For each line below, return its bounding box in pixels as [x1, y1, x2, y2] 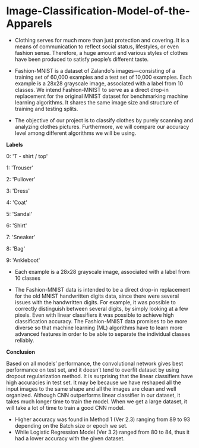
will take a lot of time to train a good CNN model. [6, 404, 125, 411]
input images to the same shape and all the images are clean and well [6, 385, 176, 392]
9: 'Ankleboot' [6, 257, 40, 264]
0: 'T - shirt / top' [6, 152, 48, 159]
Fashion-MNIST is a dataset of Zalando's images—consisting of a [14, 67, 175, 74]
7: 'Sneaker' [6, 233, 36, 240]
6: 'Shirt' [6, 222, 27, 229]
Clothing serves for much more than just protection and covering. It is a [14, 36, 189, 44]
